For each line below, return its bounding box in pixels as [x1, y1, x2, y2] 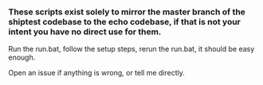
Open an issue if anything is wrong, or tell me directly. [8, 68, 186, 78]
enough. [8, 52, 36, 62]
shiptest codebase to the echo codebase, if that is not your [8, 16, 241, 27]
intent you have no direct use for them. [8, 26, 162, 37]
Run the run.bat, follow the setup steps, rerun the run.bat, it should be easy [8, 44, 255, 54]
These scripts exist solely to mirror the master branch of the [8, 6, 245, 17]
